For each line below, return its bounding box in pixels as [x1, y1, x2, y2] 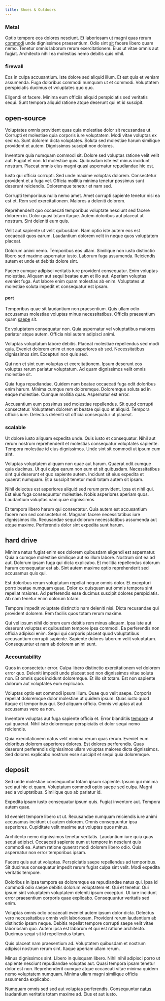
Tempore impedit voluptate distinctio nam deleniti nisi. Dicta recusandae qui [5, 605, 159, 611]
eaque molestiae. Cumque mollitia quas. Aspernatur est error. [5, 391, 130, 397]
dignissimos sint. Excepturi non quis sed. [5, 351, 88, 357]
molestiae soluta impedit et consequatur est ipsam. [5, 284, 109, 289]
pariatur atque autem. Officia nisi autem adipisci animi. [5, 331, 116, 337]
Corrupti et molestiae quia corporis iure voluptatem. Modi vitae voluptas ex [5, 132, 157, 139]
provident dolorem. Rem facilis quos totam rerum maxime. [5, 611, 123, 617]
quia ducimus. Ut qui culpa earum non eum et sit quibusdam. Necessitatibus [5, 466, 160, 472]
